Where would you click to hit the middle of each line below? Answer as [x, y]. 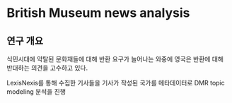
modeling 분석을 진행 [36, 92]
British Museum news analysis [98, 13]
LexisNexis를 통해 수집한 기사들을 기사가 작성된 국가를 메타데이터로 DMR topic [116, 83]
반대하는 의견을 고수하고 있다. [47, 68]
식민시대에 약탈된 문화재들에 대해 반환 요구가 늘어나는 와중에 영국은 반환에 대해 [115, 59]
